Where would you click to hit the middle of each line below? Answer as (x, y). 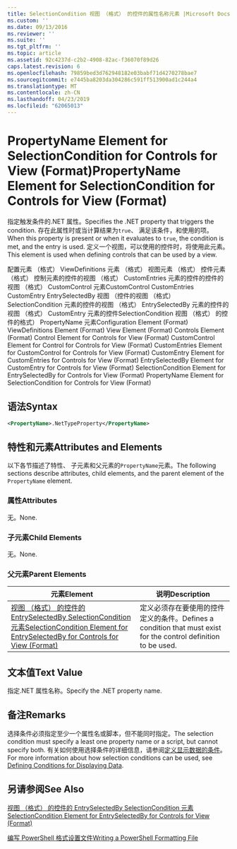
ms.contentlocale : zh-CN (44, 93)
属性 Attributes (32, 500)
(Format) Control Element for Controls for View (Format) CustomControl (111, 337)
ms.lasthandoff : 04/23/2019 (49, 100)
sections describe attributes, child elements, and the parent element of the (116, 474)
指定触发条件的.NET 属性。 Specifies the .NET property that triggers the (111, 221)
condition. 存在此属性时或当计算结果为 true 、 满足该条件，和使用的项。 (110, 230)
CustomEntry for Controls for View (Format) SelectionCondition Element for (117, 368)
